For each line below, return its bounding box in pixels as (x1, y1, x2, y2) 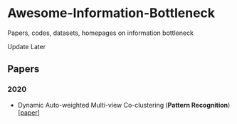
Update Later (7, 42, 46, 51)
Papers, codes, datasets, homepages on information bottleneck (7, 29, 194, 37)
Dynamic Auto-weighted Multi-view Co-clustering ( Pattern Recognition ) (17, 100, 231, 109)
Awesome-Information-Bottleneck (7, 5, 216, 21)
